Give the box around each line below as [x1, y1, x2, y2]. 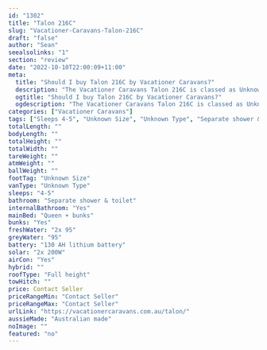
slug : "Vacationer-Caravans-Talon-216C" [8, 26, 145, 34]
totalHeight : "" [8, 137, 62, 146]
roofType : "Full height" [8, 270, 91, 278]
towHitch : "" [8, 278, 52, 286]
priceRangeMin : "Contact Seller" [8, 293, 119, 301]
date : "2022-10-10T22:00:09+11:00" [8, 64, 126, 72]
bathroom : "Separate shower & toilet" [8, 196, 137, 204]
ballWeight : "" [8, 167, 59, 175]
